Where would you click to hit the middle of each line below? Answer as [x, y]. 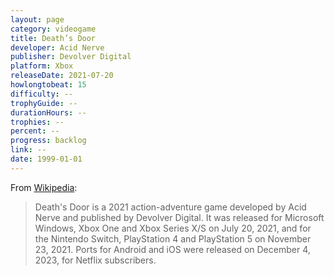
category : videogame [53, 29]
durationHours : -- [48, 112]
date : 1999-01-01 [46, 159]
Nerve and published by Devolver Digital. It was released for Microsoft [179, 217]
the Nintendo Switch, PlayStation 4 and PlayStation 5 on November [173, 238]
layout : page [37, 19]
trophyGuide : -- [44, 103]
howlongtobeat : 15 [48, 85]
